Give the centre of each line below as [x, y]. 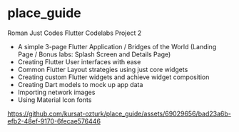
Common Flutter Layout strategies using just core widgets [103, 69]
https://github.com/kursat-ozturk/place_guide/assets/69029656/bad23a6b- [119, 113]
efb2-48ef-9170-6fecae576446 [54, 121]
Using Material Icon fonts [55, 100]
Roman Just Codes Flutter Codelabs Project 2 [75, 33]
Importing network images [56, 92]
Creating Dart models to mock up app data [80, 84]
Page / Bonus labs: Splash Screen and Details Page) [94, 54]
